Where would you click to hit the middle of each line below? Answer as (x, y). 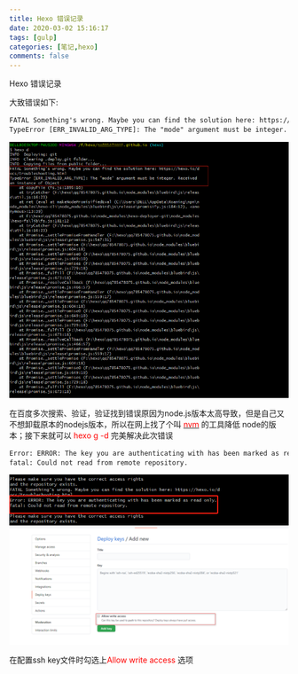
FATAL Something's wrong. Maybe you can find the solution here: (132, 121)
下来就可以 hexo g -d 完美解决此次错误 (103, 435)
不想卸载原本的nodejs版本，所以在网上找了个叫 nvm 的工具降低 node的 (139, 424)
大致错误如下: (34, 103)
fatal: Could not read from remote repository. (99, 462)
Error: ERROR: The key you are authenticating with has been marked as (144, 453)
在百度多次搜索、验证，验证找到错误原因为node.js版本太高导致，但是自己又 (147, 413)
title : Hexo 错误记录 (47, 19)
